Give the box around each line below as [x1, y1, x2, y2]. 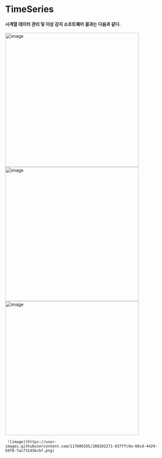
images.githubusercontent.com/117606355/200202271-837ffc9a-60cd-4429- [5, 444, 157, 449]
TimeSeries [5, 4, 54, 15]
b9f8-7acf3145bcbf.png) [5, 448, 55, 453]
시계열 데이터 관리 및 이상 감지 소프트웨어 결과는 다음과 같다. [5, 21, 121, 27]
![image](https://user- [7, 439, 57, 444]
